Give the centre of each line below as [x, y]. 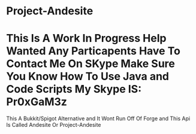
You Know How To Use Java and [88, 77]
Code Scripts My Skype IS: [74, 89]
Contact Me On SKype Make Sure [91, 64]
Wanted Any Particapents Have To [94, 51]
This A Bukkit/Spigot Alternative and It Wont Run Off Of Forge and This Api [98, 118]
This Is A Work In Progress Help [86, 39]
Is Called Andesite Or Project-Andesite [54, 125]
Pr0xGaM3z [37, 102]
